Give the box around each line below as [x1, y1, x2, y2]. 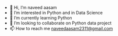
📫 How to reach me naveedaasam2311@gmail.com [9, 26, 113, 31]
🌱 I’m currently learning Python [9, 15, 72, 20]
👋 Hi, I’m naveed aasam [9, 5, 57, 10]
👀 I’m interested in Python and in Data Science [9, 10, 103, 16]
